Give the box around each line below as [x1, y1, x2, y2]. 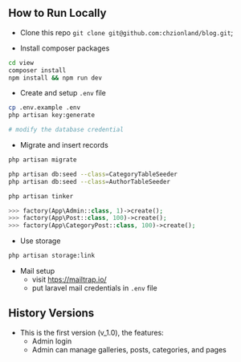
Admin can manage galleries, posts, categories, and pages [31, 344, 227, 354]
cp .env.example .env [8, 104, 81, 112]
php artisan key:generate [8, 112, 95, 120]
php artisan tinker [8, 192, 74, 200]
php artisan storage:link [8, 252, 95, 260]
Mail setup [19, 266, 55, 276]
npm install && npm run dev [8, 74, 103, 82]
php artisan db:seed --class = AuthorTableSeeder [8, 177, 171, 185]
